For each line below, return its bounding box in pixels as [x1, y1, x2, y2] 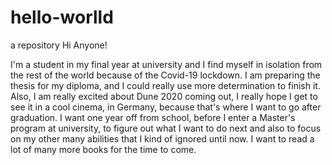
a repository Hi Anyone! [10, 39, 108, 51]
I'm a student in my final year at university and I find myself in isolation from [10, 58, 323, 70]
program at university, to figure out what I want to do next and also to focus [10, 122, 322, 134]
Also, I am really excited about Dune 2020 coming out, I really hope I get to [10, 90, 318, 102]
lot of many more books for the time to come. [10, 143, 197, 155]
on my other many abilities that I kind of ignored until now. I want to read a [10, 132, 315, 145]
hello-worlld [10, 6, 114, 29]
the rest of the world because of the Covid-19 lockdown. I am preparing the [10, 69, 321, 81]
